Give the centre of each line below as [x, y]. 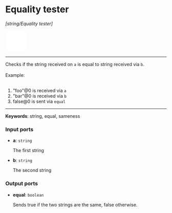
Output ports [22, 184]
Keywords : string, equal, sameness [43, 116]
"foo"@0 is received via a [39, 90]
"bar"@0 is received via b [39, 96]
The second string [32, 171]
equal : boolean [28, 195]
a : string [22, 141]
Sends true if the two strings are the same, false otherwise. [75, 205]
